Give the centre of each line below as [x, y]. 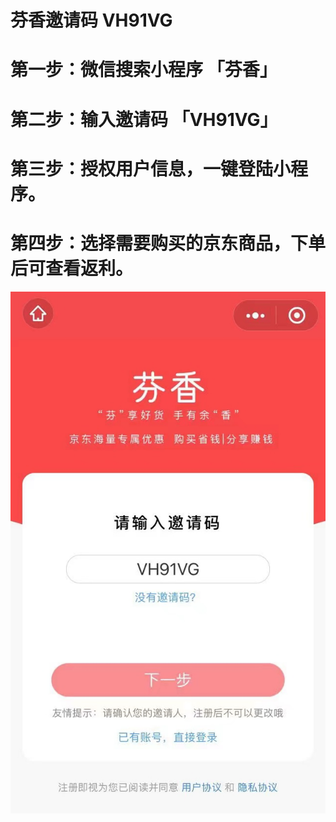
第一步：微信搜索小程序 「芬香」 [144, 70]
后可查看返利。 [72, 268]
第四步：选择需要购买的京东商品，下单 [168, 243]
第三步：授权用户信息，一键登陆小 [151, 168]
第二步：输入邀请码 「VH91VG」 [144, 119]
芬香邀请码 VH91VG [91, 20]
